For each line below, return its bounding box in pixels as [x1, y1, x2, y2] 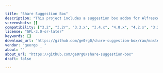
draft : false [5, 56, 32, 61]
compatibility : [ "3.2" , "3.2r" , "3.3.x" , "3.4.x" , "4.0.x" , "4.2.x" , [5, 25, 149, 29]
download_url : [5, 38, 34, 44]
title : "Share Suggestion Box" [5, 11, 68, 16]
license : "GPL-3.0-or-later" [5, 29, 64, 34]
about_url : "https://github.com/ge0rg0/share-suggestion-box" [5, 52, 133, 57]
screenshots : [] [5, 20, 38, 25]
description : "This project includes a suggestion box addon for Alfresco [5, 15, 160, 21]
